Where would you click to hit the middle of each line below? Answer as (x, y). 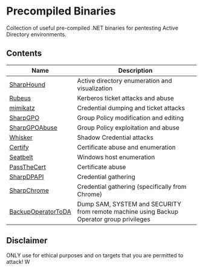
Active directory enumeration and (124, 81)
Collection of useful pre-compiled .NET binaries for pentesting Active (92, 28)
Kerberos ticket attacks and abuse (125, 98)
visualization (95, 88)
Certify (19, 147)
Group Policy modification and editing (130, 117)
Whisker (21, 137)
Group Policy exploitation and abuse (128, 127)
